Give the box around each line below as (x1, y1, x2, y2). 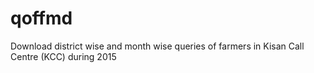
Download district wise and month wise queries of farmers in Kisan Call (10, 40, 305, 52)
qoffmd (10, 7, 73, 30)
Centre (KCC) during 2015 (10, 50, 117, 62)
